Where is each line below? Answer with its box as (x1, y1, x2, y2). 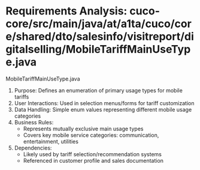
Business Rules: (14, 118, 54, 126)
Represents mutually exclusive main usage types (23, 125, 144, 132)
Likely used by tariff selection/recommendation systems (23, 150, 162, 157)
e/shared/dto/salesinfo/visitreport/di (5, 30, 194, 43)
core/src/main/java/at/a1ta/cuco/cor (5, 17, 192, 31)
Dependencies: (14, 144, 52, 151)
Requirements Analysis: (5, 4, 128, 18)
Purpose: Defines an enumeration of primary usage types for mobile (14, 87, 183, 94)
